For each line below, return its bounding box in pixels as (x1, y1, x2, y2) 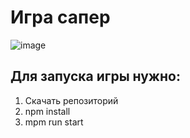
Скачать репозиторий (24, 94, 119, 106)
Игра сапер (10, 6, 111, 29)
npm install (24, 105, 71, 117)
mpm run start (24, 116, 84, 128)
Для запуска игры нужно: (10, 68, 181, 85)
